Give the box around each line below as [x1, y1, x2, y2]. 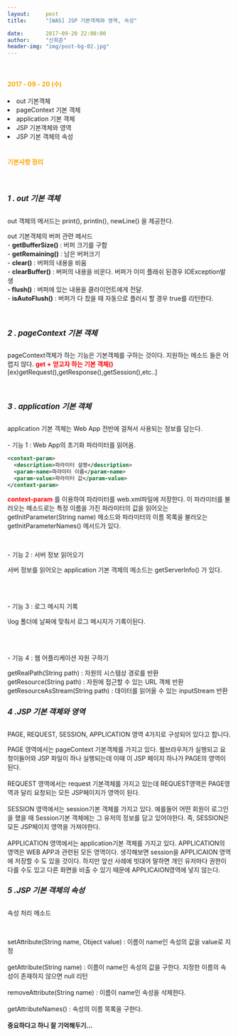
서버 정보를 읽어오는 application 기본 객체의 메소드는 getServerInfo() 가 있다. [7, 566, 222, 575]
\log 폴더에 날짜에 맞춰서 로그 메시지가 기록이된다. [7, 617, 146, 626]
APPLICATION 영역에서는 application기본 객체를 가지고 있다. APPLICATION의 [7, 838, 225, 847]
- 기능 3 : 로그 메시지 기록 [7, 602, 78, 611]
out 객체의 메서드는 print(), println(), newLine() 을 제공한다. [7, 216, 174, 225]
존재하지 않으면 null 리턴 [20, 971, 88, 980]
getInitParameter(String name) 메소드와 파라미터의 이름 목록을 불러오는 [7, 513, 208, 521]
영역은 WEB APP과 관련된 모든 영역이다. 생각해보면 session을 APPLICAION [7, 848, 218, 856]
